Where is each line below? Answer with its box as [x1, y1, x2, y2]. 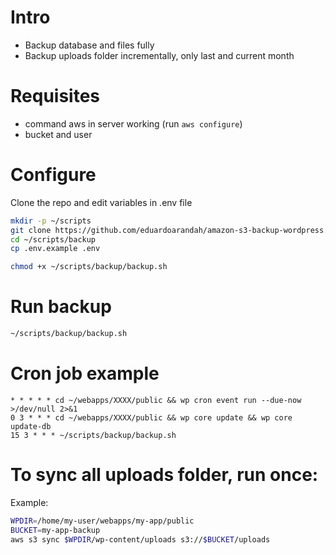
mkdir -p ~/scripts [10, 216, 92, 226]
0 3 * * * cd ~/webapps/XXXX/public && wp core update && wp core [10, 412, 293, 423]
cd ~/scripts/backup [10, 234, 97, 245]
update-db [10, 421, 52, 431]
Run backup [10, 296, 112, 318]
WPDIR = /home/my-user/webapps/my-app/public [10, 516, 195, 526]
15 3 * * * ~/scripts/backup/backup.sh [10, 430, 177, 440]
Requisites [10, 85, 101, 108]
